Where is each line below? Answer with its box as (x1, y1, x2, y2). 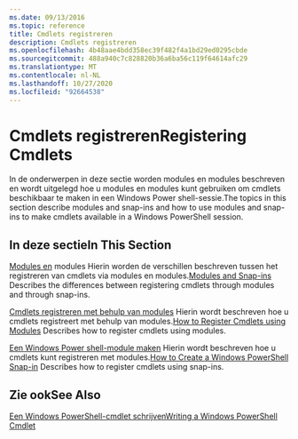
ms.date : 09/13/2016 (9, 12, 86, 22)
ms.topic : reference (9, 21, 86, 30)
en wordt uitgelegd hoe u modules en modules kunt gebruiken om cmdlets (9, 183, 281, 194)
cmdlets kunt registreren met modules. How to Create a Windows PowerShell (9, 352, 289, 363)
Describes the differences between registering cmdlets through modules (9, 280, 275, 291)
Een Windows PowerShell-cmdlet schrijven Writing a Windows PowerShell (9, 411, 278, 422)
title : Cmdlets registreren (9, 29, 114, 38)
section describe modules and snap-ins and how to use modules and (9, 202, 262, 213)
